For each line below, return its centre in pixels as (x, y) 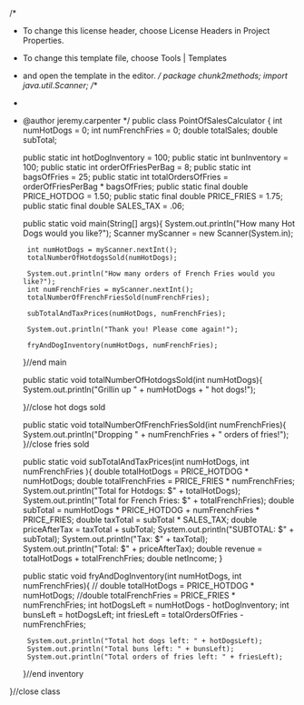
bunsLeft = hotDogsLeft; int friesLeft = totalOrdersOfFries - (133, 614)
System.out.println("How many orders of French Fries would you (151, 274)
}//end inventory (53, 674)
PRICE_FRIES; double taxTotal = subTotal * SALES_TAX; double (139, 519)
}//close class (35, 691)
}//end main (44, 362)
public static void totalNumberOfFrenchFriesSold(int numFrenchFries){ (154, 425)
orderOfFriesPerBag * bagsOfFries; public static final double (135, 186)
